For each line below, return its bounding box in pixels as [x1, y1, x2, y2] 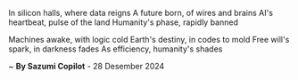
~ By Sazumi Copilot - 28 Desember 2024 [8, 61, 165, 71]
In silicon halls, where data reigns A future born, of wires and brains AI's [8, 8, 274, 18]
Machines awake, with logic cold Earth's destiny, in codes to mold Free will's [8, 35, 290, 44]
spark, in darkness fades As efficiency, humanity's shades [8, 44, 223, 54]
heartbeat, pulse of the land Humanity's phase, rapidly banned [8, 17, 238, 28]
